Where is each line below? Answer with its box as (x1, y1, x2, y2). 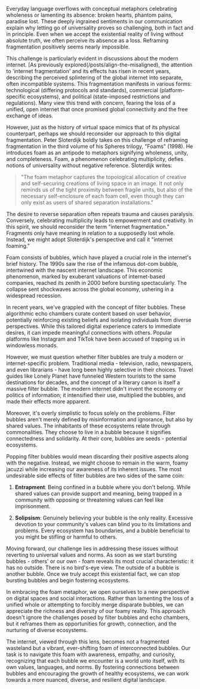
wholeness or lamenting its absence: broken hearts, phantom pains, (6, 11, 173, 19)
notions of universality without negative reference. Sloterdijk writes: (6, 162, 173, 169)
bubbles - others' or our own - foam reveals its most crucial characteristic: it (6, 558, 194, 564)
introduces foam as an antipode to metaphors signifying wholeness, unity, (6, 149, 189, 156)
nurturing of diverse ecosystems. (6, 627, 88, 633)
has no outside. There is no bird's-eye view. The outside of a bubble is (6, 564, 179, 571)
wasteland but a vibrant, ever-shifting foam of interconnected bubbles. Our (6, 645, 191, 651)
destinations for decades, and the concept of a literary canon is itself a (6, 379, 180, 386)
